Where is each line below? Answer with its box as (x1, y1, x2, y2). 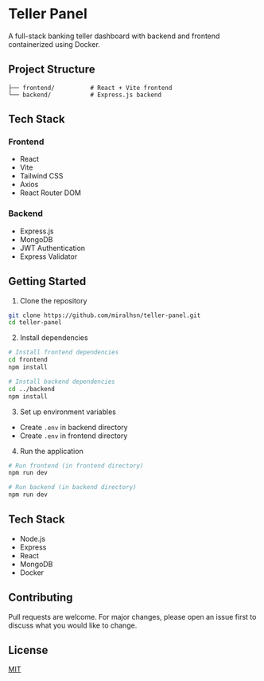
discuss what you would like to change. (8, 620, 138, 630)
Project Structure (8, 63, 95, 76)
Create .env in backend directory (19, 422, 129, 432)
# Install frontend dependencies (8, 348, 119, 357)
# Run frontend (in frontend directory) (8, 461, 145, 470)
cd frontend (8, 356, 48, 364)
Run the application (19, 446, 83, 456)
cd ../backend (8, 385, 56, 393)
